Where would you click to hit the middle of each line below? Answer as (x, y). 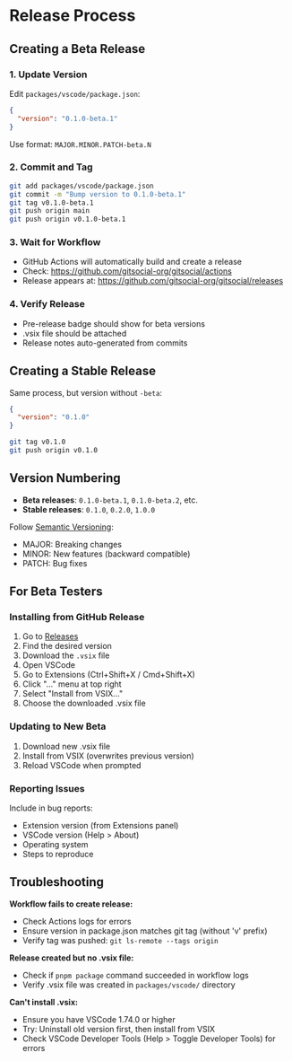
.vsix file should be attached (74, 333)
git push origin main (50, 211)
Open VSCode (49, 665)
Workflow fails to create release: (71, 904)
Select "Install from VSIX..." (73, 694)
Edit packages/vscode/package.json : (75, 93)
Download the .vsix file (66, 655)
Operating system (55, 845)
